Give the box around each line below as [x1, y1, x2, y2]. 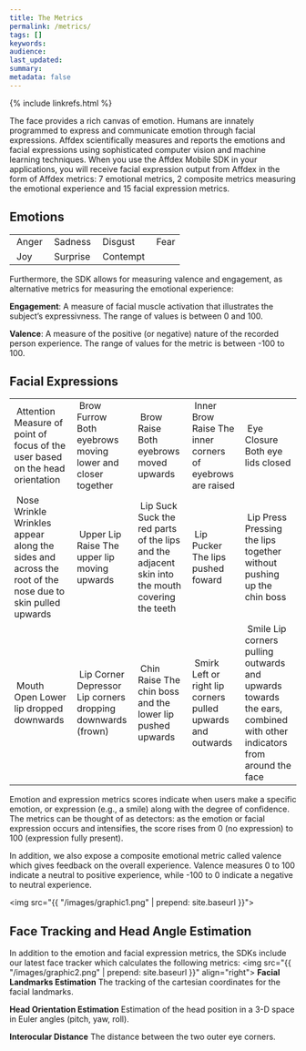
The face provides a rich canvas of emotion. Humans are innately [9, 115, 255, 126]
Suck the [138, 511, 176, 524]
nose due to [14, 585, 66, 597]
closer [76, 468, 104, 481]
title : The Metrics [9, 13, 84, 23]
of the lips [138, 534, 180, 546]
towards [244, 691, 280, 704]
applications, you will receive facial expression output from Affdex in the [9, 163, 280, 174]
